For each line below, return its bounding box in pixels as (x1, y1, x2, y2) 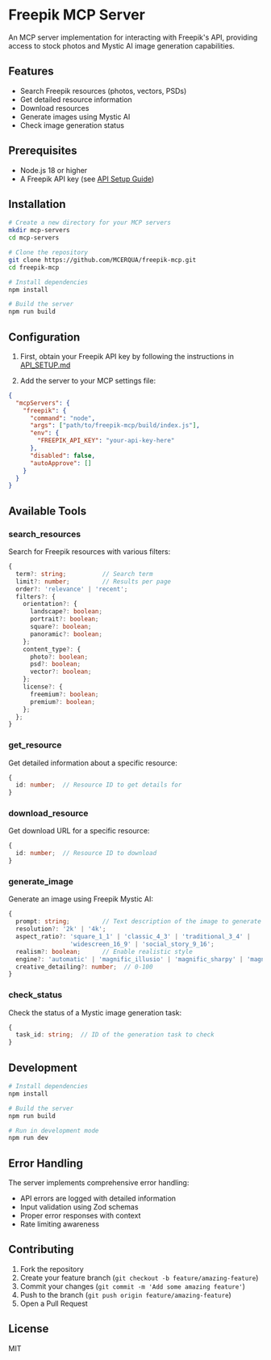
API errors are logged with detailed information (19, 1193, 176, 1203)
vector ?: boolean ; (29, 667, 92, 676)
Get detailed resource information (19, 95, 133, 104)
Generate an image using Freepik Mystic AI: (8, 894, 153, 904)
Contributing (8, 1243, 74, 1256)
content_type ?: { (23, 645, 81, 653)
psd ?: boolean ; (29, 660, 81, 668)
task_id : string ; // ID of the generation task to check (15, 1031, 215, 1039)
